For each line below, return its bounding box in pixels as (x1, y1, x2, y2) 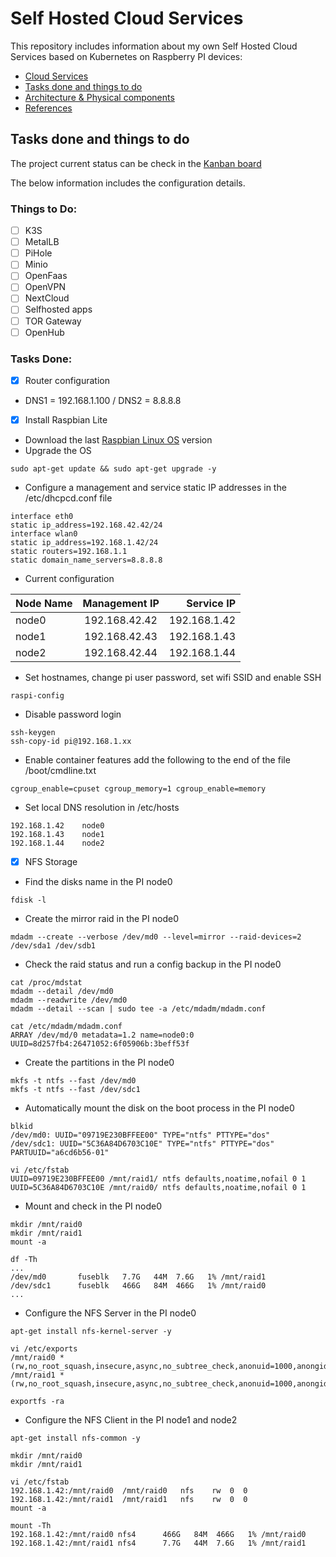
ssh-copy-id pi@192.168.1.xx (10, 737, 132, 747)
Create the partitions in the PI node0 (24, 1057, 175, 1069)
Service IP (186, 597, 237, 611)
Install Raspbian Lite (24, 414, 108, 426)
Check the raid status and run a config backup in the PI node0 (24, 958, 282, 971)
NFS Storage (24, 856, 78, 868)
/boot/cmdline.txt (24, 765, 97, 777)
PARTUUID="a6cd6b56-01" (10, 1148, 110, 1158)
